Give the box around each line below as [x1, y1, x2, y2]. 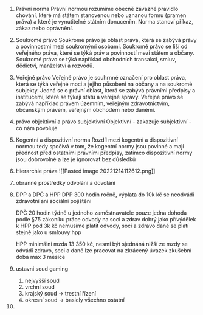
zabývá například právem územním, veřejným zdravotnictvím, [15, 100, 170, 107]
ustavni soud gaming [15, 265, 69, 272]
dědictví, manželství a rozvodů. [15, 62, 95, 69]
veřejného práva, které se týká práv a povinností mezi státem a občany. [15, 49, 194, 57]
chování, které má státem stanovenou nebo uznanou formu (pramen [15, 12, 187, 19]
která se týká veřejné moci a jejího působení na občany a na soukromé [15, 80, 193, 88]
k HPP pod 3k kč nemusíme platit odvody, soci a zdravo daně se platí [15, 222, 189, 229]
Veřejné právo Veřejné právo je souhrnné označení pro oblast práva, [15, 74, 187, 81]
